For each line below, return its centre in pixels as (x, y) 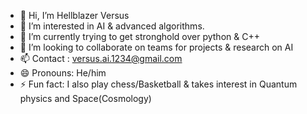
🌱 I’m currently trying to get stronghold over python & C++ (139, 36)
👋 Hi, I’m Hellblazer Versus (74, 15)
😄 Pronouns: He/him (63, 73)
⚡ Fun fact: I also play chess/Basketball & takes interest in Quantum (158, 84)
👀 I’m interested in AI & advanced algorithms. (112, 26)
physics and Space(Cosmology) (85, 98)
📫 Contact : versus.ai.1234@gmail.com (101, 58)
